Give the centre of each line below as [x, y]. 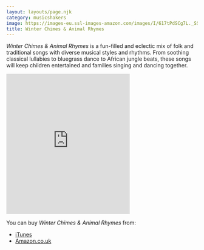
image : [15, 23]
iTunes [23, 235]
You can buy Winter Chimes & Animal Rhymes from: [71, 223]
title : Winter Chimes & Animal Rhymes [55, 29]
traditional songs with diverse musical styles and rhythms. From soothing [98, 53]
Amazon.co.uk [33, 241]
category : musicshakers [36, 18]
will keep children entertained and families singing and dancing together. [97, 66]
